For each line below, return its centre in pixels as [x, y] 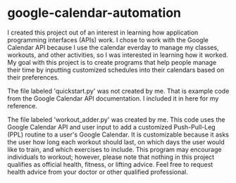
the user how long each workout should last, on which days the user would [116, 141]
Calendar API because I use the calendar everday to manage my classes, [113, 47]
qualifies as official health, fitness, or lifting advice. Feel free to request [110, 164]
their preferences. [33, 77]
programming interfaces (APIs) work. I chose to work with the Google [108, 39]
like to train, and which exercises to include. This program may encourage [114, 149]
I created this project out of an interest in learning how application [103, 32]
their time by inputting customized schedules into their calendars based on [116, 70]
